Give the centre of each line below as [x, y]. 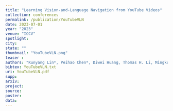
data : [11, 100]
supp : [11, 77]
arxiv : [12, 81]
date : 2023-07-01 [24, 24]
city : [11, 43]
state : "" [16, 48]
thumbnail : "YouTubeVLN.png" [37, 53]
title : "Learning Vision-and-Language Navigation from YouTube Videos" [84, 10]
